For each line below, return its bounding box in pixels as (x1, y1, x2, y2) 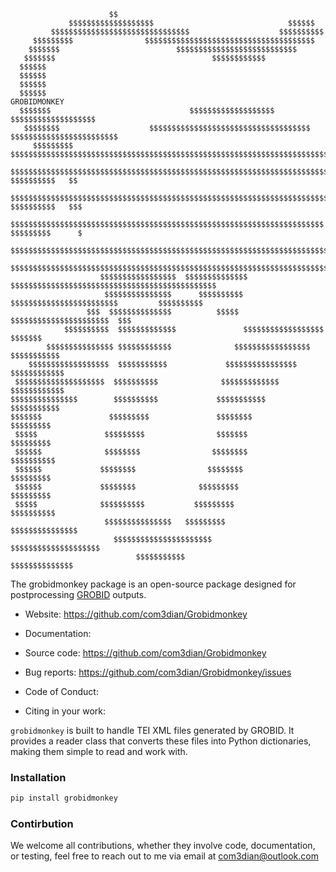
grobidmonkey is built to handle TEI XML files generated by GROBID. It (10, 725, 295, 736)
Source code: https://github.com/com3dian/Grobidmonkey (24, 647, 267, 659)
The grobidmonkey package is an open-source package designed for (10, 578, 297, 590)
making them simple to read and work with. (10, 746, 188, 757)
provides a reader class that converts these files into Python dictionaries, (10, 735, 312, 747)
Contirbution (10, 817, 74, 831)
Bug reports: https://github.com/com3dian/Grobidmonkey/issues (24, 666, 292, 678)
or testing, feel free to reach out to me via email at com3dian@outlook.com (10, 850, 319, 862)
